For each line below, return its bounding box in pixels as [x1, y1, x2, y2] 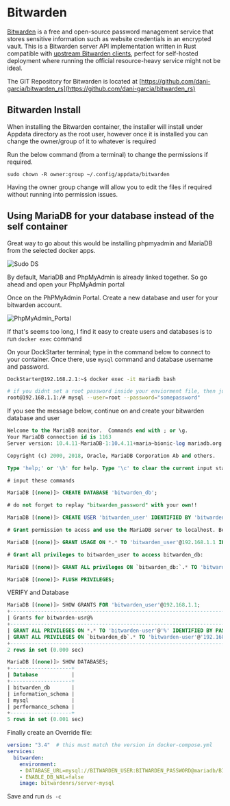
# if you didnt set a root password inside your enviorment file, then [7, 388, 216, 395]
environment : [19, 761, 57, 768]
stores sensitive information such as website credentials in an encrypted [7, 34, 212, 42]
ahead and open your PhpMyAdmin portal [7, 280, 125, 289]
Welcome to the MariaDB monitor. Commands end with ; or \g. [7, 427, 188, 435]
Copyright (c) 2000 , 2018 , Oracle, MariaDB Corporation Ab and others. [7, 452, 216, 459]
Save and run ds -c [7, 792, 62, 801]
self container [7, 221, 68, 232]
